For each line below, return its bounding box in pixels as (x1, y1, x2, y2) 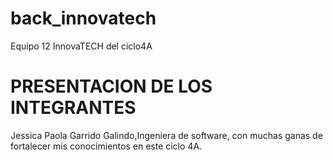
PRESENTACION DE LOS (10, 75, 213, 98)
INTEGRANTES (10, 97, 137, 119)
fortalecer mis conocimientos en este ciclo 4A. (10, 140, 203, 152)
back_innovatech (10, 7, 157, 30)
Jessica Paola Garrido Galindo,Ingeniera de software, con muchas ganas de (10, 129, 323, 141)
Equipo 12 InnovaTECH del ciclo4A (10, 40, 153, 52)
